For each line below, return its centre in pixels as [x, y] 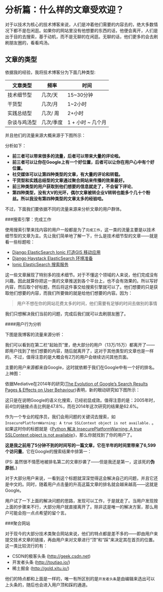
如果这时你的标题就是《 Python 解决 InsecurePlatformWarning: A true [73, 429]
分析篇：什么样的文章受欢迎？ [65, 10]
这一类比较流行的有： [26, 546]
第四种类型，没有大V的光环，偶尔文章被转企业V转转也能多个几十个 [79, 192]
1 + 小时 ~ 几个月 [87, 122]
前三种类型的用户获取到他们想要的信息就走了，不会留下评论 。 [74, 186]
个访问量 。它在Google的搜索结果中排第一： [49, 451]
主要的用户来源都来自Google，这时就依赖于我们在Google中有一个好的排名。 [81, 367]
